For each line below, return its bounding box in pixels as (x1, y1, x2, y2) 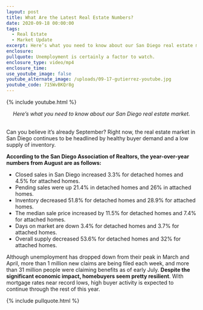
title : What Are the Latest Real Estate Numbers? (6, 15, 134, 21)
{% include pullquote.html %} (6, 297, 80, 304)
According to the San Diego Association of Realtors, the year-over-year (6, 153, 189, 160)
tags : (6, 25, 20, 32)
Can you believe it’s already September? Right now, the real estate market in (6, 128, 196, 135)
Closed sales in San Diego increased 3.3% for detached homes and (14, 171, 184, 178)
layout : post (6, 8, 39, 15)
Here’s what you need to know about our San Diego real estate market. (13, 110, 190, 117)
